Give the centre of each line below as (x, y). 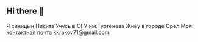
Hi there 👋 (25, 11)
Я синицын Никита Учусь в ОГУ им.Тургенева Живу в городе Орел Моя (99, 26)
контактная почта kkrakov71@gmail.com (58, 32)
